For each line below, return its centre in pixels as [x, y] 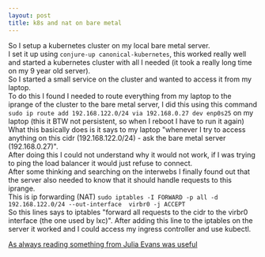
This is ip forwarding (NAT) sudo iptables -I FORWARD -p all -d [113, 197]
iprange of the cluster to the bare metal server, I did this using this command [133, 104]
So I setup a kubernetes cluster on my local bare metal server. [109, 45]
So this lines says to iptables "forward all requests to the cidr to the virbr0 [128, 212]
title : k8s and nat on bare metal [65, 23]
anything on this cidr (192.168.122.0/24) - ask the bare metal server [117, 138]
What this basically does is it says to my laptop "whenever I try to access [127, 129]
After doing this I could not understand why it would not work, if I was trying [132, 154]
